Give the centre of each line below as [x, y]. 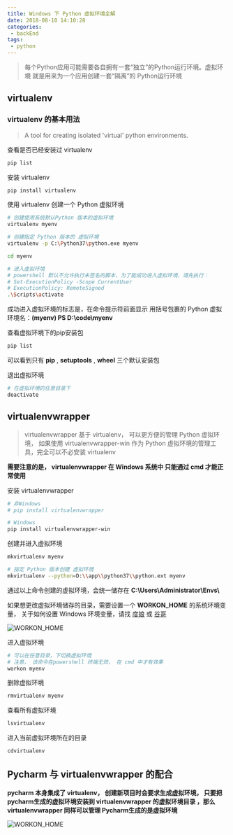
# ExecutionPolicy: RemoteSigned [56, 288]
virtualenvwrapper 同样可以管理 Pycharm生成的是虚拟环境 [92, 810]
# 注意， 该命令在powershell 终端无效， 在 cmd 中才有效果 [85, 662]
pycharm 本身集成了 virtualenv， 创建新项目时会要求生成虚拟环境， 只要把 [115, 792]
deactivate [23, 395]
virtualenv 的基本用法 [44, 120]
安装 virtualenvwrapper [41, 490]
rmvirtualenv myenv [36, 696]
